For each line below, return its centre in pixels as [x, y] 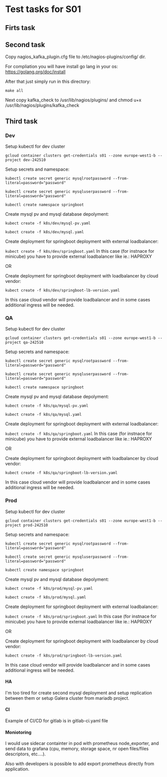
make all [14, 91]
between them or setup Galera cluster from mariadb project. [67, 698]
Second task [25, 44]
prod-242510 [36, 525]
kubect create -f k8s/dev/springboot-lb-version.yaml [63, 290]
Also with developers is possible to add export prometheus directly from [80, 764]
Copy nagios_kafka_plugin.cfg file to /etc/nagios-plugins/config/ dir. [76, 57]
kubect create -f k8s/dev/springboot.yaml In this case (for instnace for [80, 251]
